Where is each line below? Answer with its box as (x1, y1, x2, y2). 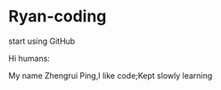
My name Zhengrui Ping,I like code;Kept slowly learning (8, 70, 213, 81)
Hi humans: (8, 53, 51, 63)
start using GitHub (8, 36, 76, 46)
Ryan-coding (8, 6, 107, 27)
